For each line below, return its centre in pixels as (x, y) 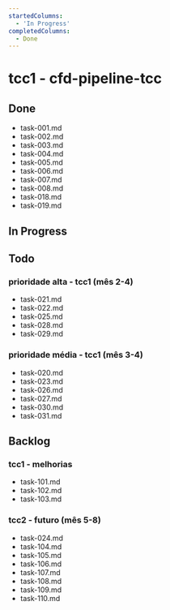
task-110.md (40, 598)
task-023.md (41, 381)
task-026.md (41, 389)
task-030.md (42, 407)
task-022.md (41, 308)
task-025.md (41, 316)
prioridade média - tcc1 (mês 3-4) (76, 355)
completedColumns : (39, 31)
